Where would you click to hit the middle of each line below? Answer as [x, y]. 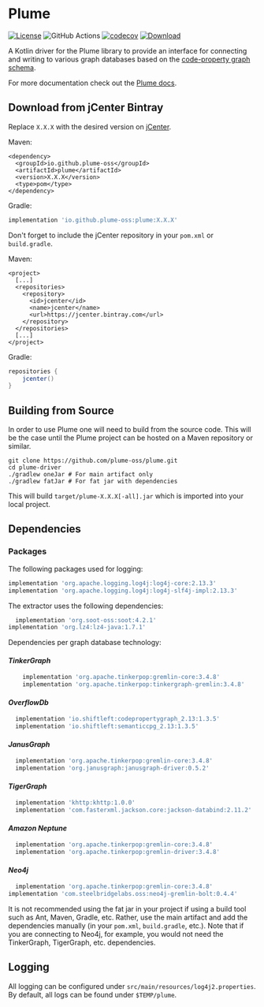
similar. [20, 446]
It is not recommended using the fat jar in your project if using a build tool [127, 908]
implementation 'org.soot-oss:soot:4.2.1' [86, 620]
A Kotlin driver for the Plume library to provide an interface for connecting [128, 50]
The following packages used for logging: [76, 569]
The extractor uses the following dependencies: [86, 606]
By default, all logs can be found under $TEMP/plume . [93, 994]
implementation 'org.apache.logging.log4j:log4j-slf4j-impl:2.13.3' [123, 591]
